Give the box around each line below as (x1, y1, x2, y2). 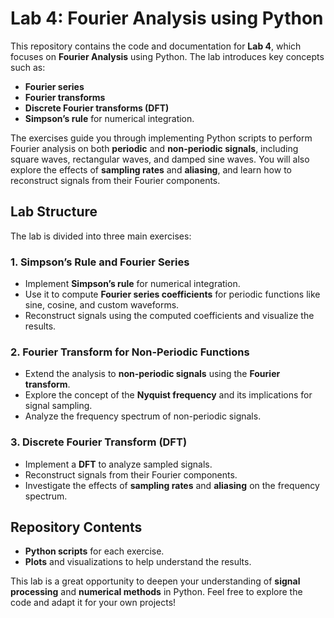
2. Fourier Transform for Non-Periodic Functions (10, 345, 250, 359)
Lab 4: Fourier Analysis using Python (10, 7, 324, 30)
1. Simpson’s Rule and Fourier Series (10, 255, 190, 269)
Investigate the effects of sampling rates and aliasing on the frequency (24, 479, 320, 491)
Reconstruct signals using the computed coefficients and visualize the (24, 310, 315, 322)
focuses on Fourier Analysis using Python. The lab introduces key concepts (10, 50, 325, 62)
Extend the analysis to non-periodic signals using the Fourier (24, 368, 281, 380)
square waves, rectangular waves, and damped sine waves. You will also (10, 153, 310, 165)
